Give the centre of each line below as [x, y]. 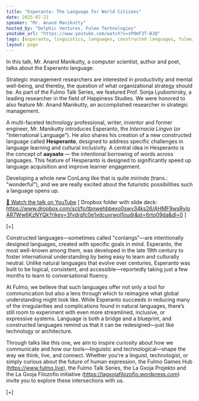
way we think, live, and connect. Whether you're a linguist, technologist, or [97, 355]
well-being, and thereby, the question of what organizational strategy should [99, 85]
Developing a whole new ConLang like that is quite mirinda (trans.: [87, 178]
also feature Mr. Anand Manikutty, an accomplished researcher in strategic [97, 104]
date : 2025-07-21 [28, 17]
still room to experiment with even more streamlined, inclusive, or [86, 312]
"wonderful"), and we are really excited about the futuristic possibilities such [99, 184]
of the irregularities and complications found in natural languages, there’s [95, 305]
